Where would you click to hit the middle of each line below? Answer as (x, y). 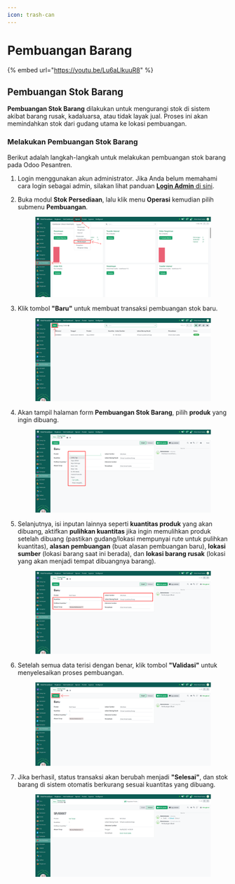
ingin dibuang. (38, 420)
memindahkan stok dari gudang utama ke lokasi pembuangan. (97, 124)
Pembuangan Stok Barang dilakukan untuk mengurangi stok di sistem (109, 109)
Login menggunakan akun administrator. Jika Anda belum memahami (117, 178)
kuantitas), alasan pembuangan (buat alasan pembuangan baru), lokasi (121, 546)
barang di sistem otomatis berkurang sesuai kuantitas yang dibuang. (116, 784)
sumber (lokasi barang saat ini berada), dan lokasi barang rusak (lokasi (121, 554)
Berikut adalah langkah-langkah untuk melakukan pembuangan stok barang (117, 157)
